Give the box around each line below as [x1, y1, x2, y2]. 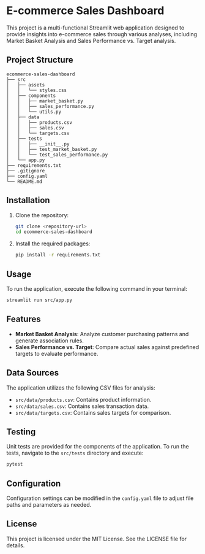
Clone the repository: [15, 211, 69, 218]
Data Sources [6, 367, 59, 378]
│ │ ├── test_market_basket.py [6, 146, 97, 152]
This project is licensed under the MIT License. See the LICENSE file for [6, 535, 187, 542]
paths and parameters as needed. [6, 501, 92, 508]
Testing [6, 426, 36, 437]
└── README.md [6, 179, 43, 185]
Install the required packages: [15, 240, 91, 247]
